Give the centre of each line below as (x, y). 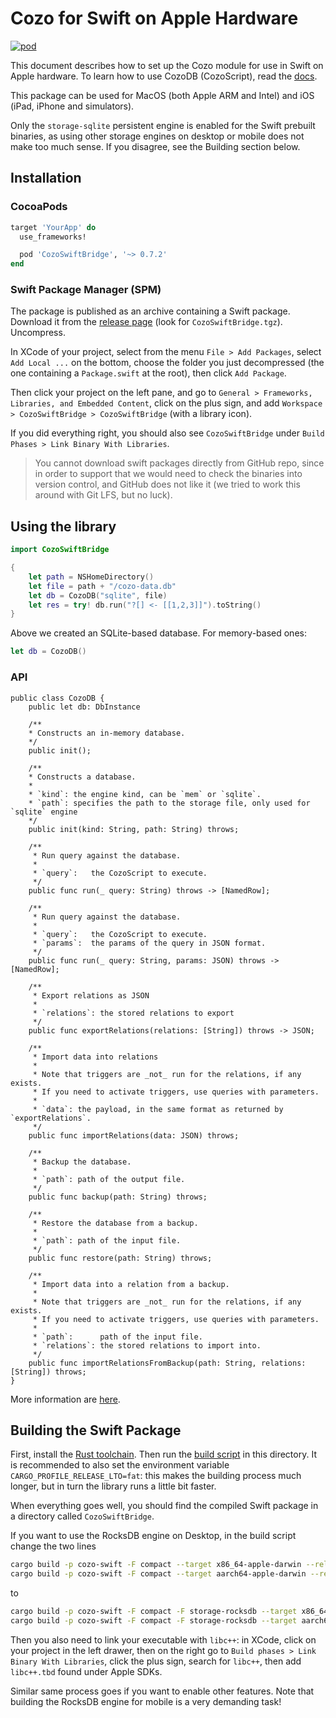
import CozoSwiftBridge (60, 550)
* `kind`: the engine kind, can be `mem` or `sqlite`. (145, 794)
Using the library (63, 526)
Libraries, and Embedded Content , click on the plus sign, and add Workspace (166, 403)
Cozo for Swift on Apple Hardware (154, 18)
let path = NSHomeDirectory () (91, 577)
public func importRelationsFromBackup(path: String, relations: (167, 1363)
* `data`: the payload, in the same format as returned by (158, 1109)
